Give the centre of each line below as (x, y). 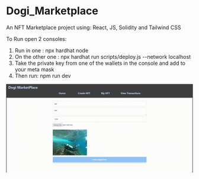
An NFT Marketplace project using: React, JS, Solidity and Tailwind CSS (94, 27)
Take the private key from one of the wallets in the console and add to (100, 63)
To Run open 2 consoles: (36, 39)
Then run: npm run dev (43, 76)
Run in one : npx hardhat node (52, 50)
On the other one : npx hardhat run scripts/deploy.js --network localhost (103, 56)
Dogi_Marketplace (52, 11)
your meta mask (34, 69)
